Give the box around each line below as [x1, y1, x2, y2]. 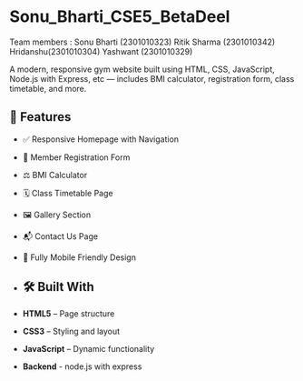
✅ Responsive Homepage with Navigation [22, 134, 180, 145]
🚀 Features [9, 109, 72, 125]
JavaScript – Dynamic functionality [22, 343, 155, 354]
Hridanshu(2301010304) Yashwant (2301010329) [9, 45, 193, 56]
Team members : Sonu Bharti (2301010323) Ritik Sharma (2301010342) [9, 36, 276, 47]
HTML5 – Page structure [22, 307, 115, 319]
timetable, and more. [9, 83, 87, 94]
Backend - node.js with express [22, 361, 142, 372]
